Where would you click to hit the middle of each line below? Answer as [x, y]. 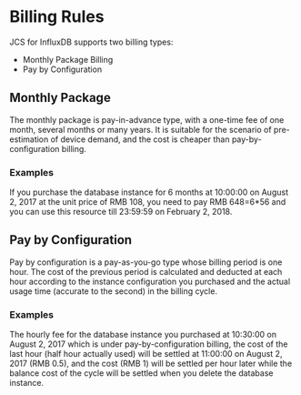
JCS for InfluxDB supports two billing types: [91, 42]
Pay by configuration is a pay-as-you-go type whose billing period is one [146, 262]
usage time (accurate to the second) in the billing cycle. [114, 291]
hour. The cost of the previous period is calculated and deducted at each [146, 271]
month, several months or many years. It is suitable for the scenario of [140, 129]
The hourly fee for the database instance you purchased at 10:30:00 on [143, 335]
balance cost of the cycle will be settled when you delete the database [141, 373]
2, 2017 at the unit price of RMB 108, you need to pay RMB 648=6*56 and [148, 202]
